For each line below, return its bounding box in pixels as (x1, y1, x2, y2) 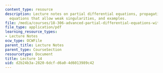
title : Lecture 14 (5, 56, 42, 61)
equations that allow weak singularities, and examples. (9, 16, 127, 21)
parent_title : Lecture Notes (5, 43, 64, 48)
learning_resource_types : (5, 29, 57, 34)
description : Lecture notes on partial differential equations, (5, 12, 138, 16)
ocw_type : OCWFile (5, 38, 42, 43)
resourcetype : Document (5, 51, 53, 57)
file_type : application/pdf (5, 25, 62, 30)
